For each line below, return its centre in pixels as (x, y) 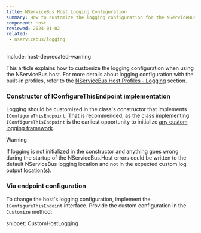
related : (17, 34)
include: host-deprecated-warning (49, 56)
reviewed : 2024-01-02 (33, 28)
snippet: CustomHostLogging (42, 223)
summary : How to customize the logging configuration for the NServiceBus (101, 17)
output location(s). (29, 170)
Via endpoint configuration (46, 186)
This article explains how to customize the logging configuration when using (100, 68)
